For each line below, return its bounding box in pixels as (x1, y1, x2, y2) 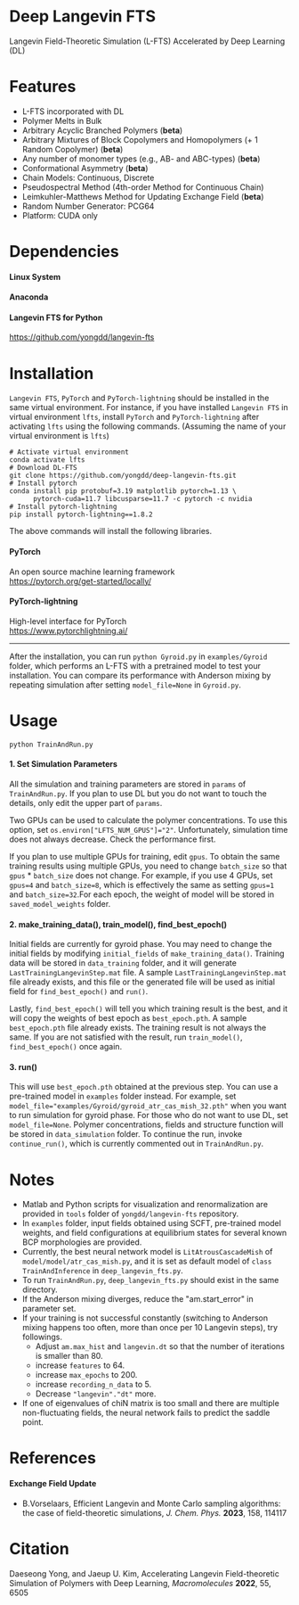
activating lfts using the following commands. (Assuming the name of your (9, 421, 287, 432)
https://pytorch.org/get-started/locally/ (9, 575, 152, 586)
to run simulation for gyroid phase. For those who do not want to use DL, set (9, 1110, 289, 1121)
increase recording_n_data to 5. (35, 1379, 152, 1390)
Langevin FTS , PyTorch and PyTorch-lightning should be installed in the (9, 392, 270, 403)
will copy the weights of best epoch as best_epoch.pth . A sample (9, 1013, 247, 1024)
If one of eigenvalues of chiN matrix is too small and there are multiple (21, 1398, 280, 1409)
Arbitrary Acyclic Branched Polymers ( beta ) (21, 125, 183, 136)
